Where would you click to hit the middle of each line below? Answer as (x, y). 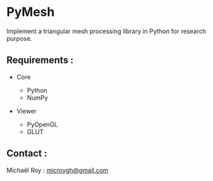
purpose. (19, 38)
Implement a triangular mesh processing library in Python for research (106, 31)
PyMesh (30, 12)
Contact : (27, 154)
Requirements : (40, 60)
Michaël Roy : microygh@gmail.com (57, 170)
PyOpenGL (42, 124)
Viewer (27, 111)
